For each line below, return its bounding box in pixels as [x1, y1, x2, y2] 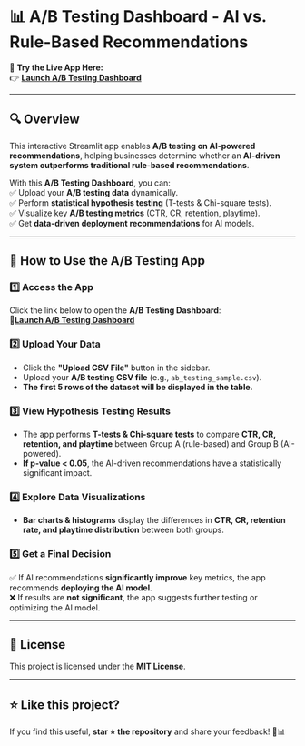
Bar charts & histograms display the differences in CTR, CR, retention [22, 515, 286, 526]
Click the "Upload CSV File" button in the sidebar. [22, 362, 211, 373]
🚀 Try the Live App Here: [9, 62, 103, 73]
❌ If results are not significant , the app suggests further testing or [9, 591, 258, 602]
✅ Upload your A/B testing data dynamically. [9, 186, 179, 197]
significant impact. [22, 468, 93, 479]
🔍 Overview [9, 112, 80, 127]
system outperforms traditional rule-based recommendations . [9, 159, 250, 170]
